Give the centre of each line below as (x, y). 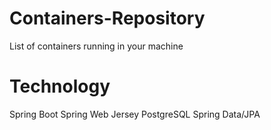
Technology (60, 86)
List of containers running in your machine (96, 46)
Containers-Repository (107, 18)
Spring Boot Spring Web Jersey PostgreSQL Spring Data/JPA (135, 114)
